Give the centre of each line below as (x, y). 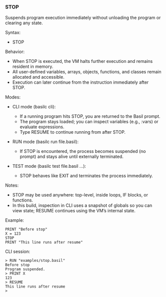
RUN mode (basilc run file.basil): (45, 142)
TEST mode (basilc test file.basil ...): (49, 166)
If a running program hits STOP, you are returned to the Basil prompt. (90, 116)
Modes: (13, 97)
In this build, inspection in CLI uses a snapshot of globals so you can (82, 205)
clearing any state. (24, 23)
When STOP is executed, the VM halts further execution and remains (82, 61)
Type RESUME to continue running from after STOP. (73, 132)
